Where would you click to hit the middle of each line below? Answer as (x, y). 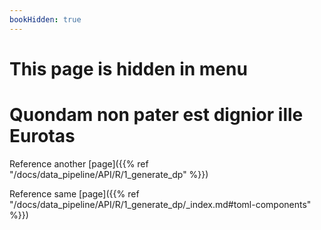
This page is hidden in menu (128, 68)
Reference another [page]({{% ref (79, 163)
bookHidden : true (45, 19)
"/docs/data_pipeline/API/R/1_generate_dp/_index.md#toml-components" (160, 204)
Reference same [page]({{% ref (74, 193)
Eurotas (42, 136)
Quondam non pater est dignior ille (156, 115)
